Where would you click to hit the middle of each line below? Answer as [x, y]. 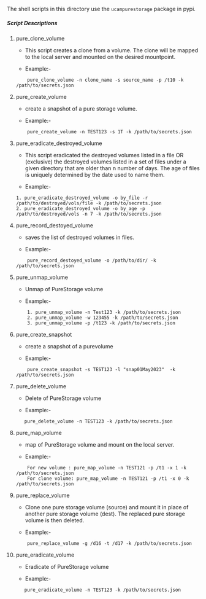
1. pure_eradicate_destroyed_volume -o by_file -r [82, 198]
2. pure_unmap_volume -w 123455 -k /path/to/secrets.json [103, 318]
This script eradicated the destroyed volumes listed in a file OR [104, 155]
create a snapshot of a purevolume [69, 346]
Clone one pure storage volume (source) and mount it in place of [107, 507]
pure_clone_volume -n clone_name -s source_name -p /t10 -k [105, 80]
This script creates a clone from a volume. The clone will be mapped [112, 50]
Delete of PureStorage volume [63, 398]
